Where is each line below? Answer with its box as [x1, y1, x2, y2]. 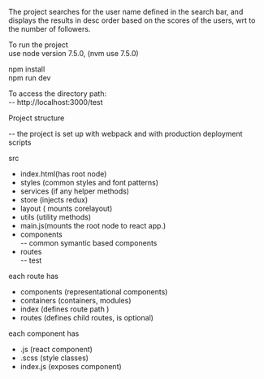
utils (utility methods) [19, 212, 92, 222]
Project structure [8, 113, 65, 123]
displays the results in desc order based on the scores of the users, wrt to [8, 15, 256, 25]
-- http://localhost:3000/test [8, 98, 103, 107]
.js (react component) [19, 345, 93, 354]
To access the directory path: [8, 89, 107, 98]
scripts [8, 137, 32, 147]
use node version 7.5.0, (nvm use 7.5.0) [8, 49, 140, 58]
